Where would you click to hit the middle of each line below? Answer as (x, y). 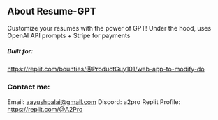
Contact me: (29, 87)
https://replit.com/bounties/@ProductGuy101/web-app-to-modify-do (106, 69)
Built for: (20, 51)
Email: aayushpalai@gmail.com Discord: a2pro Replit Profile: (94, 102)
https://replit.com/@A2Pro (45, 110)
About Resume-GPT (52, 11)
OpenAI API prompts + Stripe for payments (69, 35)
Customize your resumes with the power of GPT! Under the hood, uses (109, 28)
